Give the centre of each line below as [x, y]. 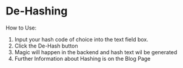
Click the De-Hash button [46, 46]
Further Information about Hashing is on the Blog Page [82, 58]
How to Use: [21, 28]
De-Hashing [37, 11]
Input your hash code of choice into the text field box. [82, 39]
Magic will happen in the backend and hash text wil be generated [96, 52]
